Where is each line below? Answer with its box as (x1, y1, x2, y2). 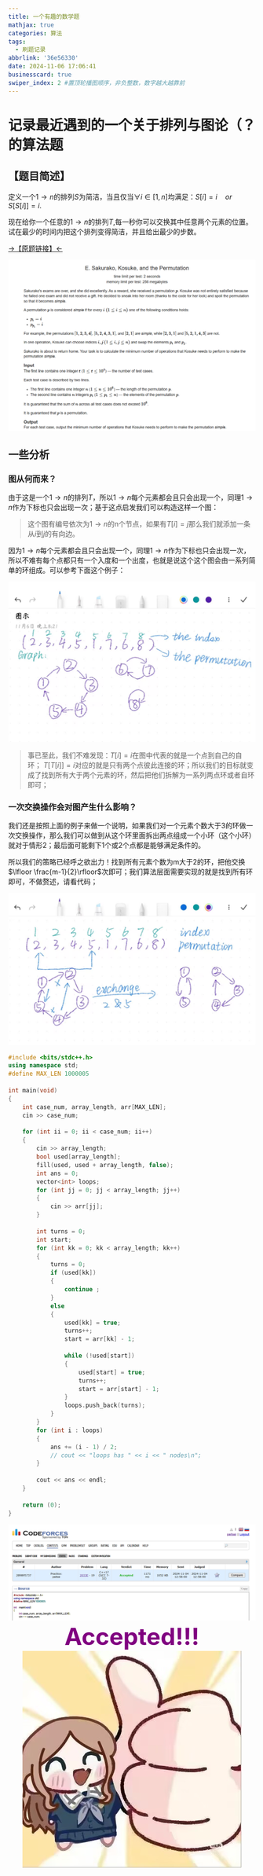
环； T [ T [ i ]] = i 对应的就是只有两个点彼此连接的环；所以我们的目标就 (27, 761, 247, 770)
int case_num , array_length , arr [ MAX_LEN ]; (22, 1103, 167, 1111)
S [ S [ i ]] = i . (8, 200, 42, 210)
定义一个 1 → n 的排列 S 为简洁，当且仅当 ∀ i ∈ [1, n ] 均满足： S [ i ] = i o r (8, 192, 233, 201)
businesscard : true (8, 71, 72, 79)
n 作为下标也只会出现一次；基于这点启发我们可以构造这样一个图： (8, 503, 219, 512)
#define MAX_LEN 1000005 (8, 1070, 89, 1078)
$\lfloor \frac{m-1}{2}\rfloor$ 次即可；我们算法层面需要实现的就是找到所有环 (8, 867, 254, 876)
